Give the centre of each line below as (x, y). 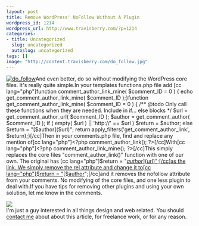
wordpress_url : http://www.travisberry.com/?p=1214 (71, 28)
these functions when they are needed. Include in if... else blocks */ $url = (97, 110)
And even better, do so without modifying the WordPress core (111, 79)
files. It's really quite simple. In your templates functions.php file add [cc (94, 85)
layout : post (22, 12)
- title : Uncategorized (36, 39)
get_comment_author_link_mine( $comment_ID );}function (77, 97)
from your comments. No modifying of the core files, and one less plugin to (98, 180)
